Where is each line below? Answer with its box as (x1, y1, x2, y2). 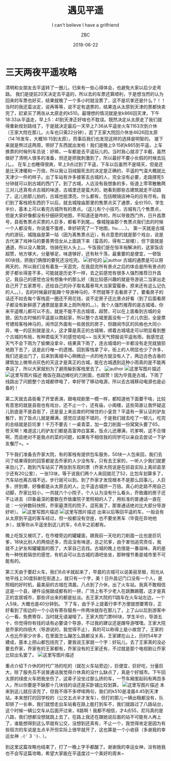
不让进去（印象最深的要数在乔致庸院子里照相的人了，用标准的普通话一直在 (5, 496, 161, 502)
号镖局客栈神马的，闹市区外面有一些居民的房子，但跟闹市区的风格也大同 (5, 320, 157, 327)
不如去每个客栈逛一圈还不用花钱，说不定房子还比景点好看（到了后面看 (14, 295, 161, 302)
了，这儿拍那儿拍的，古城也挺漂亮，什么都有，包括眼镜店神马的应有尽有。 (5, 193, 161, 199)
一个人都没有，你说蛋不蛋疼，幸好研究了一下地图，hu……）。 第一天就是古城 (5, 225, 164, 231)
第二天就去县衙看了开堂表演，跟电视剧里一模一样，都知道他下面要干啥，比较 (5, 396, 166, 402)
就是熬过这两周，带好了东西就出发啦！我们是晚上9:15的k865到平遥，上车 (9, 142, 163, 148)
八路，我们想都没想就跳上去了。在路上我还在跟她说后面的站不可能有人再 (5, 713, 157, 720)
